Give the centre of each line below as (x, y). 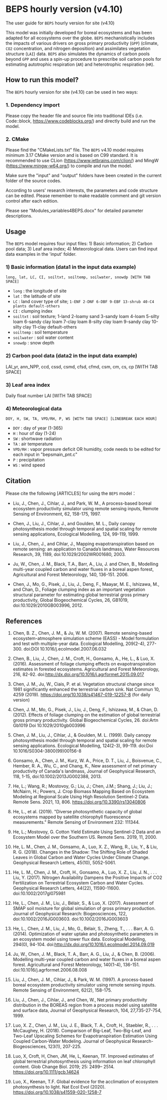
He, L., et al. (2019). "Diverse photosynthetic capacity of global (77, 811)
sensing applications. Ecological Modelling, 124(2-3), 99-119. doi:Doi (83, 746)
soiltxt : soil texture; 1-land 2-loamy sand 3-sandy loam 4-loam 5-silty (86, 317)
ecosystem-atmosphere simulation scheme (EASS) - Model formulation (86, 638)
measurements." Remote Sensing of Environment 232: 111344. (76, 822)
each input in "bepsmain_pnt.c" (45, 454)
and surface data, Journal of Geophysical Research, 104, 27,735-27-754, (87, 1010)
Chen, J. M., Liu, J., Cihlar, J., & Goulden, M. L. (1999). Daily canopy (82, 735)
